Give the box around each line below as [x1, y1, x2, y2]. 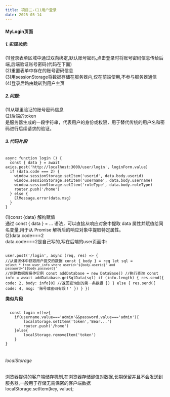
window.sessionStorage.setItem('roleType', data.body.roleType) [14, 182, 153, 187]
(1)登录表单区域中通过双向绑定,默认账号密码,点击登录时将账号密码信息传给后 [5, 55, 163, 61]
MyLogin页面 [5, 28, 33, 35]
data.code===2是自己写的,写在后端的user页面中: [5, 239, 107, 244]
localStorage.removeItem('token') [23, 333, 96, 338]
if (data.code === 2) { [10, 169, 60, 174]
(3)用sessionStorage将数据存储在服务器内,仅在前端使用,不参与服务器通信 [5, 74, 157, 80]
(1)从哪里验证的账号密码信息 [5, 107, 64, 113]
